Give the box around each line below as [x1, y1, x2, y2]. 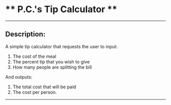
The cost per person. [12, 89, 57, 95]
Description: [5, 30, 46, 39]
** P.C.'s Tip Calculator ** [5, 4, 118, 15]
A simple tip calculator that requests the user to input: [5, 43, 118, 49]
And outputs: [5, 74, 33, 80]
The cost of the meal [12, 53, 56, 59]
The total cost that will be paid [12, 84, 76, 90]
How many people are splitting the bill [12, 64, 92, 70]
